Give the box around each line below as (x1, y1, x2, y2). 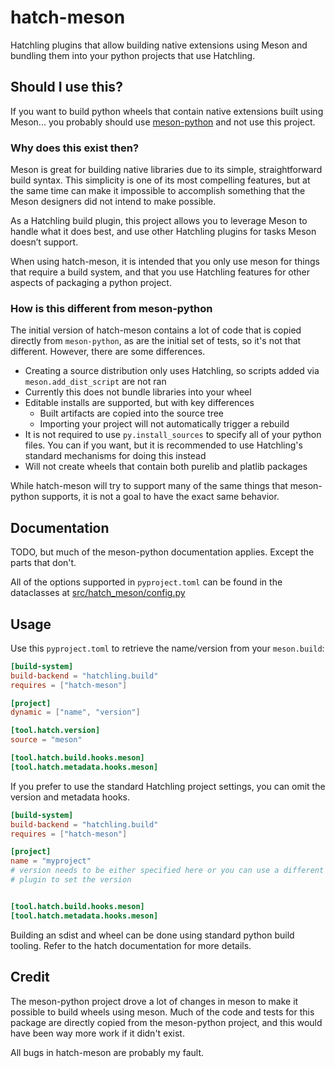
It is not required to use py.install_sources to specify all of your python (24, 429, 322, 441)
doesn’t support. (10, 236, 79, 248)
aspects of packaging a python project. (10, 277, 172, 289)
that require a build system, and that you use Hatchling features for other (10, 266, 311, 278)
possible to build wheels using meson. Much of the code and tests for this (10, 1006, 315, 1018)
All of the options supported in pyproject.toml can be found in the (10, 576, 283, 588)
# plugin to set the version (10, 875, 132, 885)
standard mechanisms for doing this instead (24, 450, 207, 462)
